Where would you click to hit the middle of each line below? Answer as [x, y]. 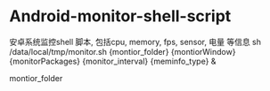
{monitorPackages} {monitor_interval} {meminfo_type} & [113, 61]
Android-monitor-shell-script [120, 16]
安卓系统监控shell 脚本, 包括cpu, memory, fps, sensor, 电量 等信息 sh [135, 42]
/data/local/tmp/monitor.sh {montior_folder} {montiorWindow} [123, 51]
